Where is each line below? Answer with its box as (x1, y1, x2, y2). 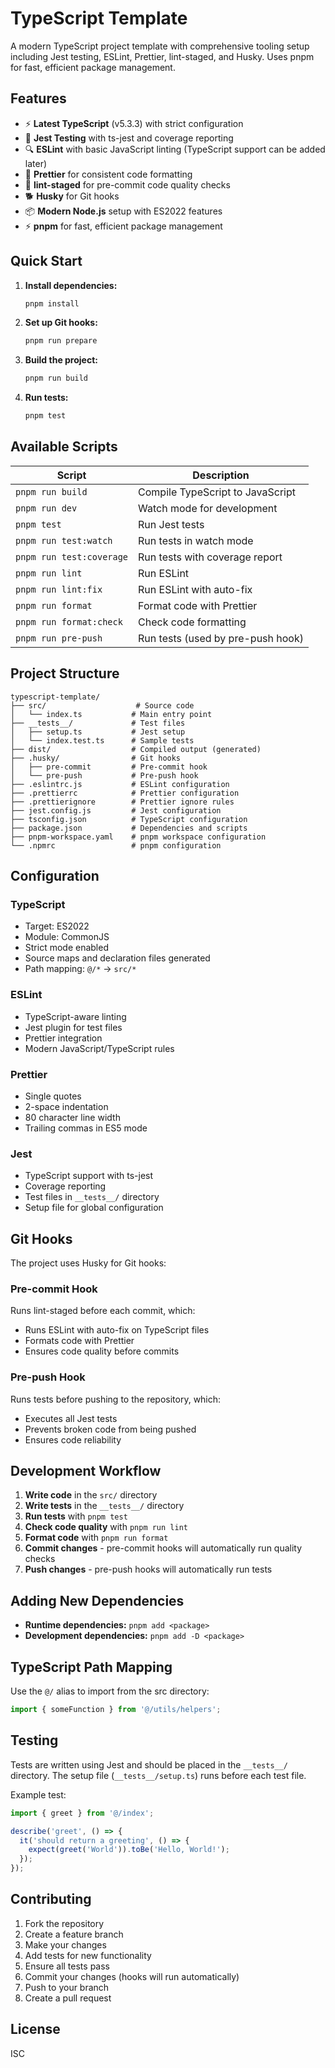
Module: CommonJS (24, 931, 110, 943)
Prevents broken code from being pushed (24, 1423, 197, 1435)
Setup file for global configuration (24, 1202, 164, 1214)
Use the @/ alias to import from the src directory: (10, 1685, 210, 1697)
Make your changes (24, 1938, 107, 1951)
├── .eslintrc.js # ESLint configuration (10, 779, 230, 789)
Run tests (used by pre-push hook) (138, 631, 304, 645)
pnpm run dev (15, 502, 78, 514)
